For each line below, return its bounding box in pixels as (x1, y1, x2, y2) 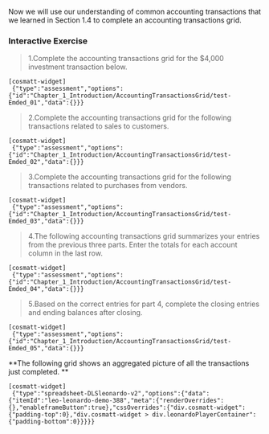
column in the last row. (27, 248, 103, 258)
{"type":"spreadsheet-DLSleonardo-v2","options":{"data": (11, 390, 210, 398)
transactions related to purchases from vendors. (27, 181, 188, 190)
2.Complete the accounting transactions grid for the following (27, 113, 232, 123)
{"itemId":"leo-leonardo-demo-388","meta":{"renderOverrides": (8, 397, 225, 405)
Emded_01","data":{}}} (8, 99, 84, 107)
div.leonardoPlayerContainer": (152, 411, 257, 419)
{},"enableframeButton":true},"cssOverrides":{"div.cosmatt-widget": (8, 403, 247, 412)
